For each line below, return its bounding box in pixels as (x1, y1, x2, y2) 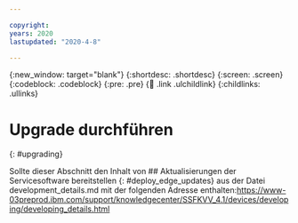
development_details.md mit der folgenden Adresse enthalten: (9, 185, 238, 195)
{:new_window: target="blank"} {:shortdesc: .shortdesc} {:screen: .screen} (9, 69, 284, 80)
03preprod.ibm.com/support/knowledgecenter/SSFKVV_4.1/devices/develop (9, 195, 289, 205)
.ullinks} (9, 88, 38, 99)
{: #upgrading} (9, 148, 64, 160)
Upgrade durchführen (9, 119, 173, 139)
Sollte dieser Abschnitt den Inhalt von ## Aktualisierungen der (9, 166, 238, 177)
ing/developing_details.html (9, 203, 110, 214)
